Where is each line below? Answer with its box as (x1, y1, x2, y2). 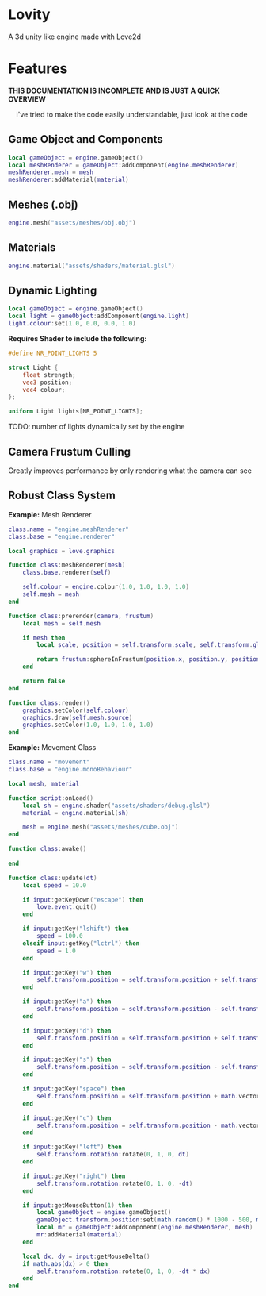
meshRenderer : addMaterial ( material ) (8, 176, 129, 184)
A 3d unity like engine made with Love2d (8, 32, 141, 41)
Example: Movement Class (8, 743, 97, 752)
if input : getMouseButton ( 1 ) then (22, 1201, 133, 1209)
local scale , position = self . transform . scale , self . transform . (36, 641, 253, 649)
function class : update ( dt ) (8, 874, 97, 882)
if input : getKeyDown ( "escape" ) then (22, 895, 144, 904)
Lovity (8, 6, 51, 24)
